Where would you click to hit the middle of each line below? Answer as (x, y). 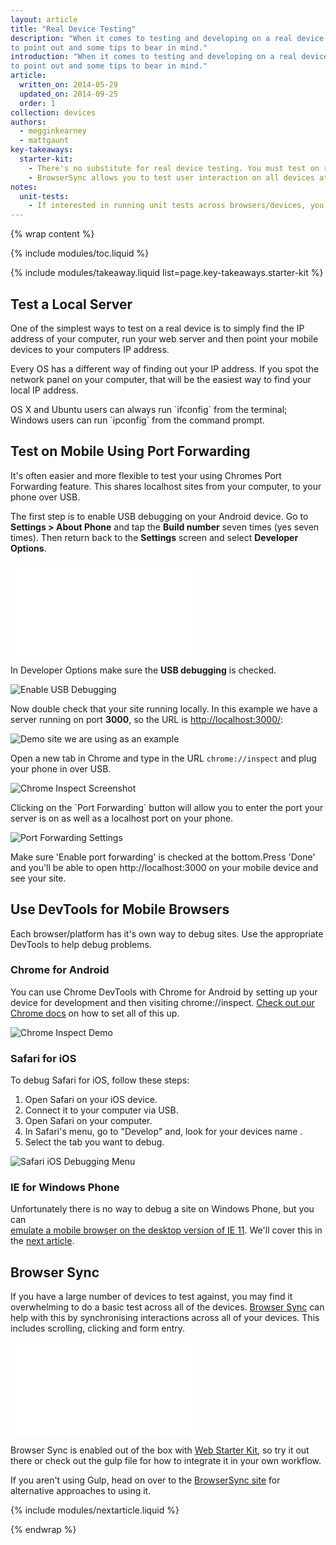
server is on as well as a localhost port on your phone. (122, 818)
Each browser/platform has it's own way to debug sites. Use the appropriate (167, 933)
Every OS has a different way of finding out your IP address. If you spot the (165, 368)
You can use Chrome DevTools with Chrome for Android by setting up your (164, 992)
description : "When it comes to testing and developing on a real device (167, 38)
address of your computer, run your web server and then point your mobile (164, 338)
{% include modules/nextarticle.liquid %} (95, 1510)
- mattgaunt (44, 141)
